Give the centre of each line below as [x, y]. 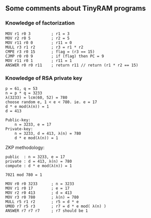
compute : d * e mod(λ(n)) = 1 [39, 166]
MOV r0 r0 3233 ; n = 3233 [40, 184]
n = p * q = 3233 [24, 93]
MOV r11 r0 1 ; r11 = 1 [39, 61]
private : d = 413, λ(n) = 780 [39, 161]
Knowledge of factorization [40, 23]
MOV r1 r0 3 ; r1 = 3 [38, 34]
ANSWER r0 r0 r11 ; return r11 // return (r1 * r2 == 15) [72, 65]
